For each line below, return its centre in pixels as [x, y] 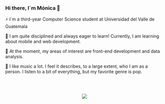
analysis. [14, 57]
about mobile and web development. [43, 42]
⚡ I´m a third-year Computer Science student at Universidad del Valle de [80, 19]
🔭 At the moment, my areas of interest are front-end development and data [82, 51]
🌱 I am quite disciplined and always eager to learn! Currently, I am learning [82, 36]
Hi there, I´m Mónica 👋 [33, 8]
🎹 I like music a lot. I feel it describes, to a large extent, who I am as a [77, 66]
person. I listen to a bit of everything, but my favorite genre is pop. [74, 72]
